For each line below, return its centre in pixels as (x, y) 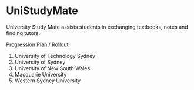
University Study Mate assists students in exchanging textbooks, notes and (97, 27)
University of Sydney (40, 62)
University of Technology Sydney (55, 56)
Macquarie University (41, 74)
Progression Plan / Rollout (37, 44)
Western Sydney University (48, 81)
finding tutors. (23, 33)
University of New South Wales (52, 68)
